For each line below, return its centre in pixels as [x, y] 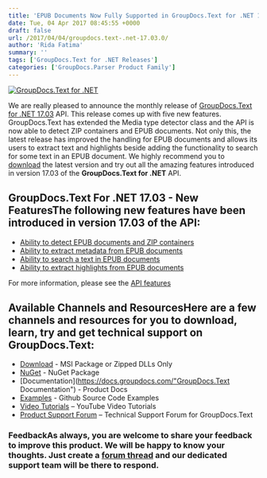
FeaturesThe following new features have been [127, 210]
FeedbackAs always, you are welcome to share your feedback [130, 436]
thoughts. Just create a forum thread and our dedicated [118, 456]
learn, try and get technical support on [106, 332]
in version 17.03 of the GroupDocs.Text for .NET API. [95, 173]
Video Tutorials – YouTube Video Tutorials [88, 406]
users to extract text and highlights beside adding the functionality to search [133, 147]
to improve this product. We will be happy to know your [116, 445]
